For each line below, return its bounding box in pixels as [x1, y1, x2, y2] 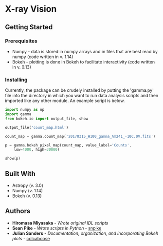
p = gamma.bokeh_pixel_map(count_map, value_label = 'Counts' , [5, 143, 132, 147]
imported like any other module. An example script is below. [5, 98, 125, 103]
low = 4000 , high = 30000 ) [14, 147, 60, 152]
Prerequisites [5, 38, 37, 44]
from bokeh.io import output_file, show [5, 116, 89, 121]
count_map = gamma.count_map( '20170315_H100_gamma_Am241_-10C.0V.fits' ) [5, 134, 156, 139]
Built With [5, 169, 36, 178]
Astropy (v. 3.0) [12, 182, 44, 188]
